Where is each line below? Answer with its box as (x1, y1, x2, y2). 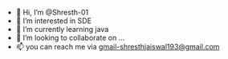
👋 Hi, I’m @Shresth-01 (15, 8, 89, 17)
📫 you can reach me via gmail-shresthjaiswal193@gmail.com (15, 42, 220, 51)
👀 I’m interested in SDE (15, 16, 92, 26)
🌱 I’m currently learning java (15, 25, 109, 33)
